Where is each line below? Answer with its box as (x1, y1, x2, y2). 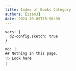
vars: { (5, 30, 21, 35)
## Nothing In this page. (5, 51, 58, 56)
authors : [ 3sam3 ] (5, 12, 41, 17)
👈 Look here (5, 56, 32, 61)
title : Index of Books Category (5, 7, 71, 12)
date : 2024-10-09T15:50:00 (5, 16, 60, 21)
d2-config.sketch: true (9, 34, 58, 39)
